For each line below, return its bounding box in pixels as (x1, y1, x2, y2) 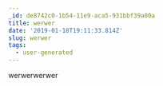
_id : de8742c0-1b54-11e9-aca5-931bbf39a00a (8, 11, 156, 20)
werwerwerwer (8, 71, 58, 80)
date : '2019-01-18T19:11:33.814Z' (8, 26, 124, 34)
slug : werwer (8, 33, 52, 42)
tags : (8, 41, 26, 49)
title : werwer (8, 19, 56, 27)
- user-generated (15, 49, 74, 57)
